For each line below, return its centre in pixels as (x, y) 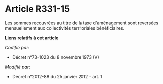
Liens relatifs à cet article (32, 38)
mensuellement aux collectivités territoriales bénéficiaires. (65, 28)
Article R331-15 (38, 9)
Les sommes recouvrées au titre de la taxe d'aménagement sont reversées (81, 23)
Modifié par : (18, 67)
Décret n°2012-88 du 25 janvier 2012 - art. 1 (57, 76)
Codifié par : (17, 47)
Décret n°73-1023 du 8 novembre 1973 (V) (56, 57)
